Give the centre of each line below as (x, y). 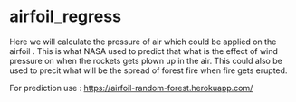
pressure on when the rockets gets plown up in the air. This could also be (146, 60)
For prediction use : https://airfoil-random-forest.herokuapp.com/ (131, 88)
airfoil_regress (66, 17)
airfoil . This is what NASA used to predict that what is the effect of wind (144, 51)
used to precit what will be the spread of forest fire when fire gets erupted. (148, 70)
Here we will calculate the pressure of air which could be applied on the (143, 42)
